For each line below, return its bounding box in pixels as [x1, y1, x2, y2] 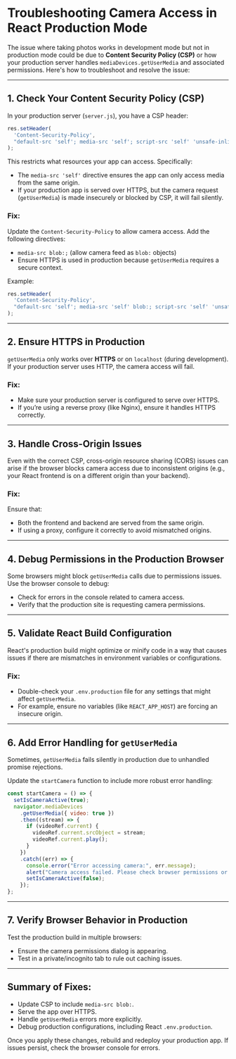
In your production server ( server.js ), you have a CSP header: [7, 111, 188, 120]
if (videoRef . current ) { [25, 822, 99, 830]
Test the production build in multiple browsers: [7, 933, 142, 941]
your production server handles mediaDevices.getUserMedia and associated [7, 58, 225, 66]
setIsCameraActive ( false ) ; [25, 875, 105, 882]
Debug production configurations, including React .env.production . [17, 1022, 213, 1031]
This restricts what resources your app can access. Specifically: [7, 157, 193, 166]
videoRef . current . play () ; [32, 836, 109, 843]
